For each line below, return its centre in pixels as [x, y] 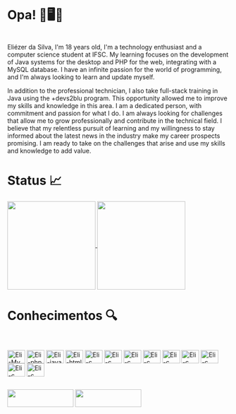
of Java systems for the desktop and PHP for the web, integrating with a [112, 61]
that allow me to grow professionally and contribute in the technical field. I [114, 120]
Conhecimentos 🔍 [62, 316]
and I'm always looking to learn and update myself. [81, 77]
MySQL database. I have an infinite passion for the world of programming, [114, 69]
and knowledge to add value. [49, 150]
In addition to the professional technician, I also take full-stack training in [113, 90]
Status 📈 [35, 181]
